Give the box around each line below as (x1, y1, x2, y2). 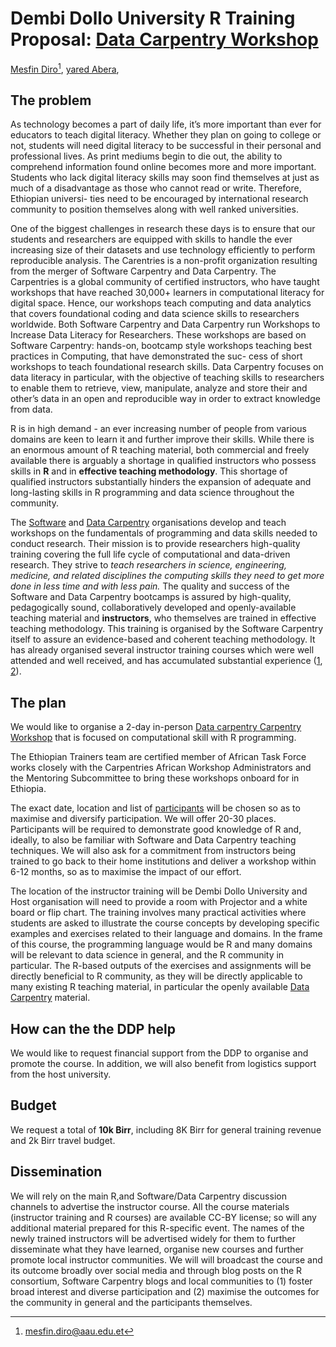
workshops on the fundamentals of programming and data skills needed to (10, 527, 318, 539)
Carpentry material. (10, 992, 91, 1004)
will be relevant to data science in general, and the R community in (10, 949, 285, 961)
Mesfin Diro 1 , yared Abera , (10, 61, 120, 75)
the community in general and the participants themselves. (10, 1296, 253, 1308)
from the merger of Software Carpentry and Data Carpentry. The (10, 265, 277, 277)
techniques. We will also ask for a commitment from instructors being (10, 845, 297, 857)
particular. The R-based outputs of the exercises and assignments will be (10, 960, 312, 972)
